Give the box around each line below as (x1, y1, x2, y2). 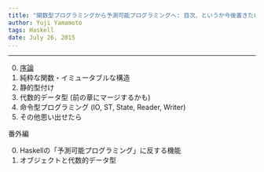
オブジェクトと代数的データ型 (19, 156, 116, 165)
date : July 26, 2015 (8, 33, 76, 42)
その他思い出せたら (19, 112, 82, 122)
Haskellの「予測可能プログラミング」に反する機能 (19, 146, 181, 156)
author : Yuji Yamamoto (8, 19, 82, 27)
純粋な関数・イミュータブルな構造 (19, 73, 130, 82)
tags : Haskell (8, 26, 55, 34)
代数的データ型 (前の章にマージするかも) (19, 93, 151, 102)
